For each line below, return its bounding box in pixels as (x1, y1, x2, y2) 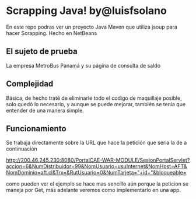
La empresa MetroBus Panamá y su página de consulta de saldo (6, 62, 161, 69)
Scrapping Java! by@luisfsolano (6, 4, 167, 18)
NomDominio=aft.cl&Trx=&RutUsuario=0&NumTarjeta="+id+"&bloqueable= (6, 169, 187, 176)
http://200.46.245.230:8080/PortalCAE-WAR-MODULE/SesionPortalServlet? (6, 156, 190, 164)
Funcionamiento (6, 124, 66, 134)
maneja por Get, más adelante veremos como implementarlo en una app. (6, 187, 181, 194)
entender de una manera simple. (6, 107, 85, 114)
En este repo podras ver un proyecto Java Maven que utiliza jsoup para (6, 23, 178, 30)
